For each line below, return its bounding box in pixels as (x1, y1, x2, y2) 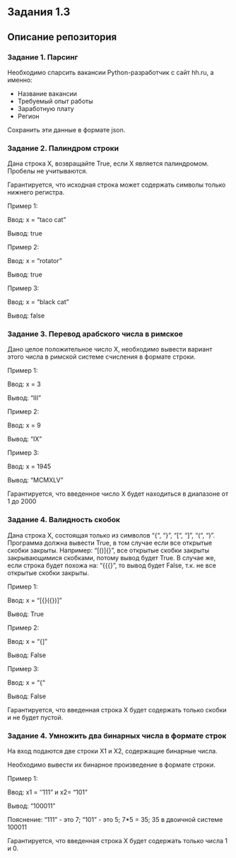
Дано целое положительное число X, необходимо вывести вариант (7, 345, 213, 354)
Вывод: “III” (7, 394, 41, 402)
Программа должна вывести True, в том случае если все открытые (7, 538, 213, 547)
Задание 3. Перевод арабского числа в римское (7, 329, 184, 339)
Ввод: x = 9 (7, 421, 41, 429)
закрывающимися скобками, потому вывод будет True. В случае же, (7, 553, 216, 562)
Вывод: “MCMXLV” (7, 476, 64, 485)
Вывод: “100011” (7, 801, 56, 811)
